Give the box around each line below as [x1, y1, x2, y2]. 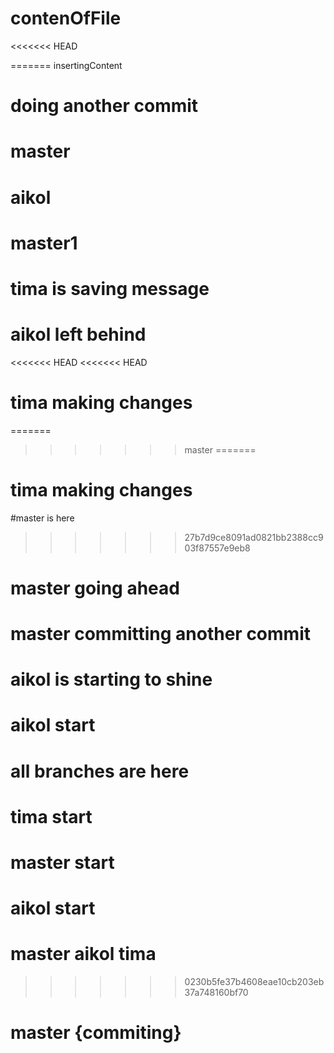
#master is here [10, 512, 75, 524]
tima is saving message [10, 277, 210, 300]
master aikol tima [10, 943, 157, 966]
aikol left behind [10, 323, 147, 346]
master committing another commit [10, 623, 311, 646]
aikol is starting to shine [10, 668, 213, 691]
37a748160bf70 [184, 987, 249, 999]
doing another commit [10, 95, 199, 117]
